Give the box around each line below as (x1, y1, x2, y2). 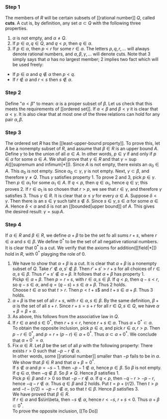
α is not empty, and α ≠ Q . (12, 35, 67, 41)
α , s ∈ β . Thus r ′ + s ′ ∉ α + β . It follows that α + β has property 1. (12, 271, 145, 277)
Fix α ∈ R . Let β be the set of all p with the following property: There (12, 343, 153, 349)
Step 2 (5, 89, 21, 96)
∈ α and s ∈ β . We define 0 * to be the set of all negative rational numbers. (5, 238, 158, 245)
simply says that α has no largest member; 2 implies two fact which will (12, 56, 159, 62)
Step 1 (5, 3, 20, 10)
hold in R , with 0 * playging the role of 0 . (5, 250, 86, 257)
